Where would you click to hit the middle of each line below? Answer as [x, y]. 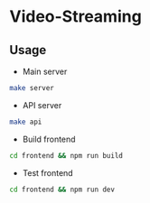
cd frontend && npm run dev [62, 189]
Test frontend [48, 172]
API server [42, 105]
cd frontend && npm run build [66, 155]
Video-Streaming [75, 17]
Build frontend [49, 139]
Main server [45, 71]
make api [26, 122]
